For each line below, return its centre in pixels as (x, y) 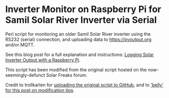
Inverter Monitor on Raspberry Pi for (83, 9)
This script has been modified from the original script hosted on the (76, 70)
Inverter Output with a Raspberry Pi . (43, 60)
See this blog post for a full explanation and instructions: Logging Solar (80, 55)
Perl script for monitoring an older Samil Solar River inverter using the (78, 34)
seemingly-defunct (25, 75)
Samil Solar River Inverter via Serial (81, 20)
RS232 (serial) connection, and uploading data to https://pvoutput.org (78, 39)
